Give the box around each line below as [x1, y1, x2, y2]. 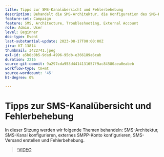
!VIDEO [17, 147, 32, 153]
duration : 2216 [5, 57, 36, 62]
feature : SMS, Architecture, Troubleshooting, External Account [5, 20, 139, 26]
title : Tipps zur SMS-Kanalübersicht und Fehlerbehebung [5, 7, 123, 12]
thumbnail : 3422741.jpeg [5, 48, 56, 53]
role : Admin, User [5, 25, 42, 30]
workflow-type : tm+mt [5, 66, 49, 71]
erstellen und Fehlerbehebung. [22, 137, 85, 143]
